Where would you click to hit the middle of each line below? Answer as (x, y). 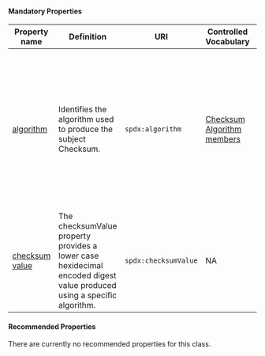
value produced (87, 286)
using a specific (87, 295)
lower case (78, 256)
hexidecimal (80, 266)
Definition (88, 37)
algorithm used (86, 119)
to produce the (85, 129)
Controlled (228, 32)
